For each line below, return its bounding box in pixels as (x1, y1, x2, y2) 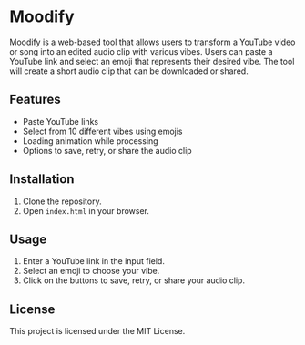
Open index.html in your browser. (22, 205, 150, 216)
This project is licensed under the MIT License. (9, 326, 186, 337)
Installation (9, 171, 75, 188)
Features (9, 92, 61, 107)
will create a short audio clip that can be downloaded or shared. (9, 66, 249, 76)
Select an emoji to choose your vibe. (22, 266, 160, 277)
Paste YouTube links (22, 116, 99, 127)
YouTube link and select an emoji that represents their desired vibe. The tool (9, 56, 295, 66)
